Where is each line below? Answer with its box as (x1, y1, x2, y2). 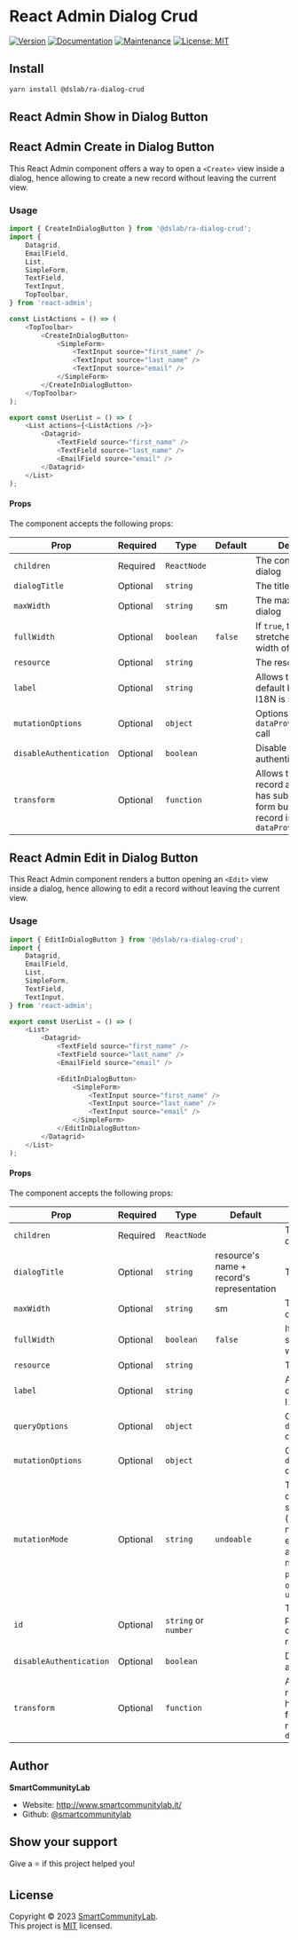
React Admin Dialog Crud (9, 6, 199, 27)
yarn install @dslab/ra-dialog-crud (9, 84, 145, 94)
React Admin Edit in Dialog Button (9, 850, 199, 865)
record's (215, 1271, 251, 1283)
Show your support (9, 1834, 118, 1849)
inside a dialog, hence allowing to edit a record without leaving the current (9, 883, 280, 894)
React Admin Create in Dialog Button (9, 139, 215, 154)
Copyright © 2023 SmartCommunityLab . (9, 1911, 158, 1922)
